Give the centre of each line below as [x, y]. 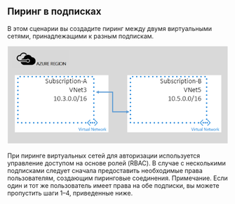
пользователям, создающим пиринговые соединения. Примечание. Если [117, 178]
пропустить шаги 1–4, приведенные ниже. [70, 193]
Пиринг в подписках [54, 12]
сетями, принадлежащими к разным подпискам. [81, 36]
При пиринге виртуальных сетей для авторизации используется [104, 156]
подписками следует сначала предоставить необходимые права [105, 171]
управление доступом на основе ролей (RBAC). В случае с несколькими [117, 163]
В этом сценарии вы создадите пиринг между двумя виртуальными [110, 28]
